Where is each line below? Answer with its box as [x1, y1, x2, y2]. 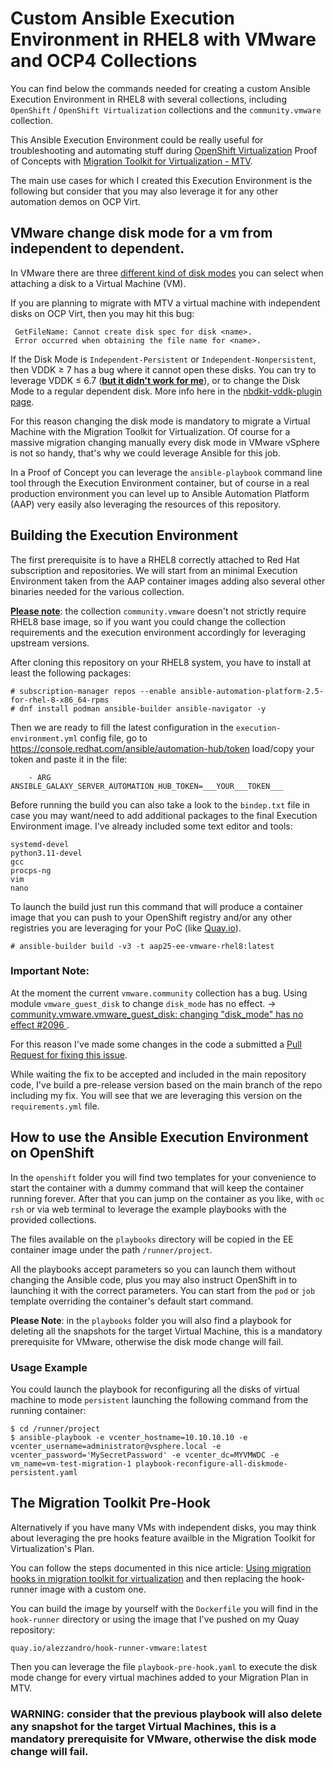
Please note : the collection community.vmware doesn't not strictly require [10, 605, 307, 617]
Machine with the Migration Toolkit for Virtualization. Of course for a [10, 425, 291, 437]
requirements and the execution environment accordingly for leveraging [10, 626, 307, 638]
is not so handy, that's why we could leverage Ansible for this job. [10, 447, 281, 459]
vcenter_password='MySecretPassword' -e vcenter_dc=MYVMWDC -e [10, 1450, 280, 1460]
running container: [10, 1404, 87, 1416]
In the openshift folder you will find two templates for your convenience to [10, 1171, 317, 1183]
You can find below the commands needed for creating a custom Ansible [10, 82, 311, 94]
